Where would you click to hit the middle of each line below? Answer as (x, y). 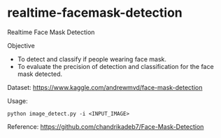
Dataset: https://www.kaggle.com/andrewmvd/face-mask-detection (105, 87)
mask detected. (40, 74)
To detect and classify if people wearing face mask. (92, 59)
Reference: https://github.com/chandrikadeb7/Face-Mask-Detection (106, 126)
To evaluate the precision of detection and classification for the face (116, 66)
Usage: (17, 101)
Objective (21, 45)
